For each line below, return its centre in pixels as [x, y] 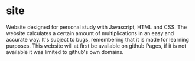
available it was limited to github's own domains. [65, 52]
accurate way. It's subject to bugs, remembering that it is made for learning [97, 39]
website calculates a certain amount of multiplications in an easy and [90, 33]
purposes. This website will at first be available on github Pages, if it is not [96, 46]
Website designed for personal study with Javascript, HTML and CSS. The [97, 27]
